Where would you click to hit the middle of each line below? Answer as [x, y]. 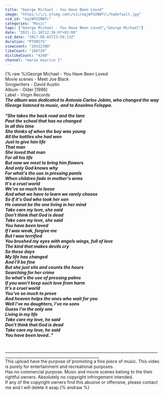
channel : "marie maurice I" [34, 60]
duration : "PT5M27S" [26, 42]
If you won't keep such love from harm [45, 283]
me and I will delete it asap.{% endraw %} [47, 388]
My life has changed [26, 257]
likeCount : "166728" [26, 51]
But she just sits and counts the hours [45, 267]
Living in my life [22, 314]
